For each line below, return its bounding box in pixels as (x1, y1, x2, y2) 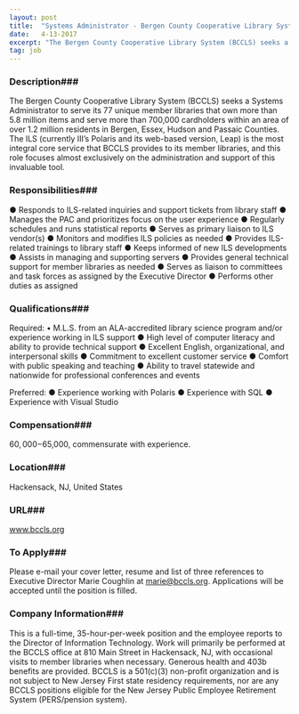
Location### (9, 461, 67, 474)
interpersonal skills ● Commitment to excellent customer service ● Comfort (9, 351, 289, 361)
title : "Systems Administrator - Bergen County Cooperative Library (9, 21, 273, 30)
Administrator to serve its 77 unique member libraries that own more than (9, 105, 278, 116)
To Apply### (9, 546, 67, 558)
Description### (9, 76, 79, 88)
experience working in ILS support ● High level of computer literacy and (9, 332, 276, 343)
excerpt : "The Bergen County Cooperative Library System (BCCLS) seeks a (9, 37, 289, 47)
